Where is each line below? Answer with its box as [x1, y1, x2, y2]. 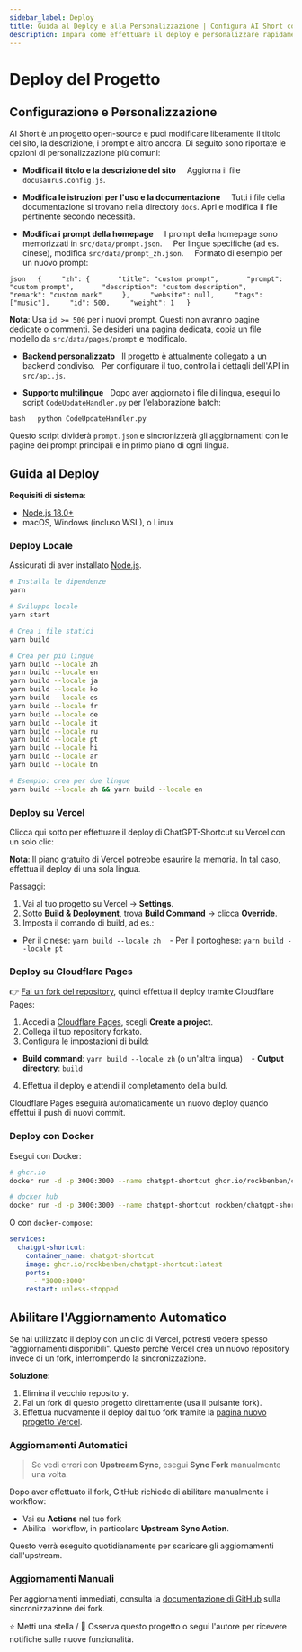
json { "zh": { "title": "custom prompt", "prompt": [9, 275, 283, 284]
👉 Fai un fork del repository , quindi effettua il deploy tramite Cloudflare [9, 986, 274, 997]
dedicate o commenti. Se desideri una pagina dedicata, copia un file [9, 324, 262, 334]
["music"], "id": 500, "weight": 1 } [9, 298, 191, 307]
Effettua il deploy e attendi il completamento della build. [22, 1081, 228, 1091]
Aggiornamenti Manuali [9, 1573, 115, 1585]
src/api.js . [22, 370, 66, 381]
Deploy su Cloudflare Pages [9, 965, 133, 978]
